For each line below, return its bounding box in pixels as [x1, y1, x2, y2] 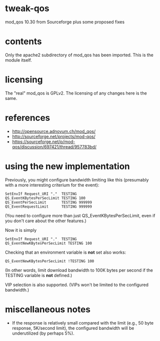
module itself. [5, 57, 32, 63]
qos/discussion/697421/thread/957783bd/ [12, 144, 97, 149]
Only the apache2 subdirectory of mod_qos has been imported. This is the [5, 52, 154, 58]
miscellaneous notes [5, 304, 91, 315]
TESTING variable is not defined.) [5, 272, 73, 278]
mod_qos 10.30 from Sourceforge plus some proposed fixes [5, 19, 125, 25]
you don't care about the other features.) [5, 218, 87, 224]
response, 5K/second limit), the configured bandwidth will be [12, 325, 134, 331]
